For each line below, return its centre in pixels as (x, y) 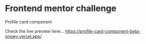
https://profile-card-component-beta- (103, 31)
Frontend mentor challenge (61, 8)
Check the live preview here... (35, 31)
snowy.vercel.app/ (23, 36)
